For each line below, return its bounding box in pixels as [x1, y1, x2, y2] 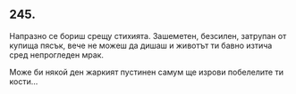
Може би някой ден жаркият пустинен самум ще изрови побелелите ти [9, 67, 284, 77]
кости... [9, 75, 38, 87]
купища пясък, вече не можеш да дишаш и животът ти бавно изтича [9, 40, 273, 51]
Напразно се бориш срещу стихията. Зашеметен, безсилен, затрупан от [9, 30, 287, 41]
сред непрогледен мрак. [9, 49, 105, 60]
